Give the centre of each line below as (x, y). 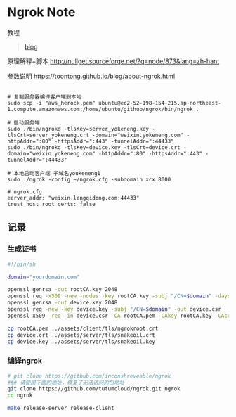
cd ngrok (20, 396)
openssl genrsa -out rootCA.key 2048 (63, 290)
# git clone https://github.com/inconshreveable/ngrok (89, 376)
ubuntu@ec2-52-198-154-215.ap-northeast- (159, 103)
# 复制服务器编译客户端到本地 (45, 97)
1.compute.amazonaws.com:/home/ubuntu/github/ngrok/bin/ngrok (100, 109)
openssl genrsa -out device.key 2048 (63, 303)
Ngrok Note (41, 12)
